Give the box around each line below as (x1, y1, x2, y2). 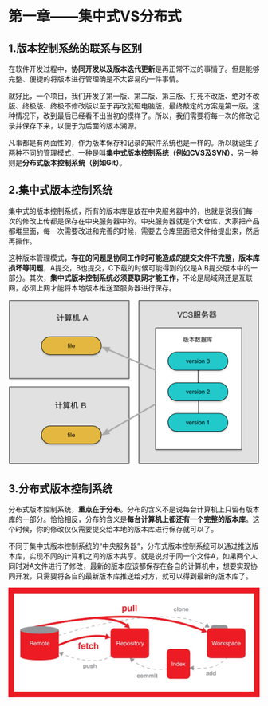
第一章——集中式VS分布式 (8, 7, 182, 26)
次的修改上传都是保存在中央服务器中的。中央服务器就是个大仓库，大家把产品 (8, 216, 260, 226)
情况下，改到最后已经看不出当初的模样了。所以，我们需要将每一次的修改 (14, 111, 253, 120)
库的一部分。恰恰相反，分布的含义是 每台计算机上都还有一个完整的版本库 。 (8, 515, 253, 524)
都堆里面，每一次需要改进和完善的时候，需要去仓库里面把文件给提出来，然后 (8, 226, 260, 235)
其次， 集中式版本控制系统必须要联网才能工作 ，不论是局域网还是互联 (29, 273, 253, 282)
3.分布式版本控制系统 (8, 482, 113, 495)
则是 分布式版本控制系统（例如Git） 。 (8, 158, 127, 168)
